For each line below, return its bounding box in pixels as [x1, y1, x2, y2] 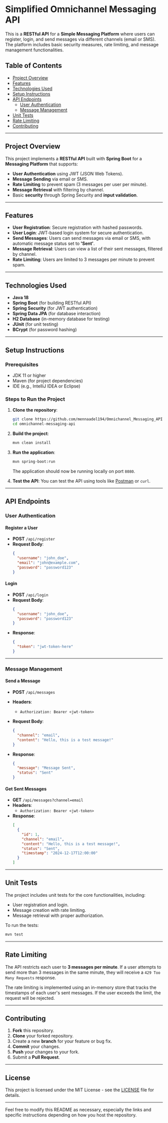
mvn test [5, 931, 23, 937]
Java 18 [12, 295, 29, 301]
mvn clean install [12, 440, 51, 445]
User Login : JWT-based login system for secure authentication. [12, 230, 144, 236]
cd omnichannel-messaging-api [12, 421, 76, 427]
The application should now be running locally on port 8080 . [12, 468, 135, 474]
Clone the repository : [12, 407, 58, 413]
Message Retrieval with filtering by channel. [12, 186, 104, 193]
